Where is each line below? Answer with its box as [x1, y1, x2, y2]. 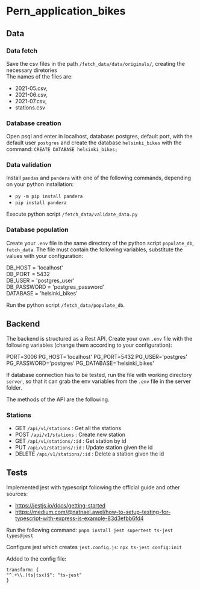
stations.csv [14, 104, 46, 111]
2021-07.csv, [14, 97, 47, 105]
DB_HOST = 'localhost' [6, 264, 63, 271]
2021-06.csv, [14, 91, 48, 98]
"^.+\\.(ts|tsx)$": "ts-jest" [6, 572, 83, 578]
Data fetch [6, 47, 38, 55]
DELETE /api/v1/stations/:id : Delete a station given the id [14, 450, 164, 457]
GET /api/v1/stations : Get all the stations [14, 424, 122, 431]
